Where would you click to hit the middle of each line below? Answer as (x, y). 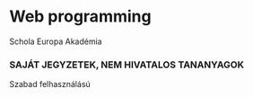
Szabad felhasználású (50, 84)
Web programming (80, 17)
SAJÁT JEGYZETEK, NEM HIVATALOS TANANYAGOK (127, 65)
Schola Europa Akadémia (56, 41)
